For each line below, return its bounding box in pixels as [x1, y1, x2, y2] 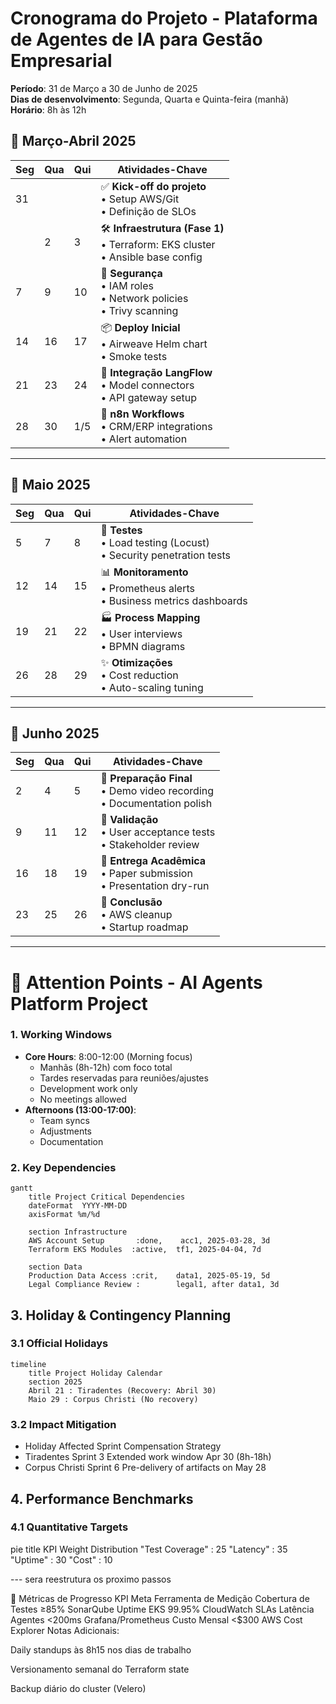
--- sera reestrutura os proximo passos [10, 1573, 172, 1585]
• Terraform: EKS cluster [100, 237, 216, 251]
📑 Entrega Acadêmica [100, 854, 207, 868]
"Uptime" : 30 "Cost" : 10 [10, 1553, 113, 1566]
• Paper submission [100, 867, 193, 881]
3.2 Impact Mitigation [10, 1417, 117, 1431]
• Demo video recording [100, 784, 215, 798]
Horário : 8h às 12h [10, 103, 87, 116]
